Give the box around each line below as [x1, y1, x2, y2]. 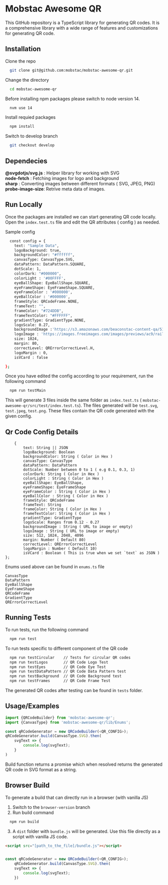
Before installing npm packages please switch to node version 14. [5, 96, 140, 102]
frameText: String [23, 502, 61, 508]
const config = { [9, 239, 46, 244]
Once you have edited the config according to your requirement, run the [5, 373, 153, 379]
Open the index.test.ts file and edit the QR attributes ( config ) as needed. [5, 219, 160, 225]
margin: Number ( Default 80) [23, 537, 86, 543]
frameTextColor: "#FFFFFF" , [14, 313, 72, 318]
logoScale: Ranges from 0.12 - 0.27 [23, 520, 99, 525]
